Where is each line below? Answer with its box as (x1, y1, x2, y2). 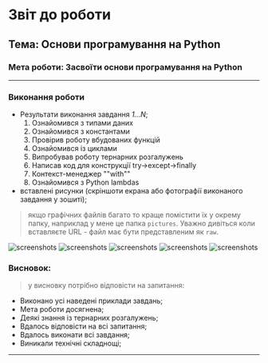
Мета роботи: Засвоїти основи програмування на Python (8, 62, 243, 73)
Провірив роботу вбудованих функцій (31, 135, 161, 145)
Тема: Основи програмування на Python (8, 38, 221, 51)
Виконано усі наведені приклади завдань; (19, 296, 164, 305)
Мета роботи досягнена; (19, 305, 104, 314)
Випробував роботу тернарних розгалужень (31, 152, 183, 162)
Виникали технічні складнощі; (19, 338, 122, 349)
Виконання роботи (8, 91, 85, 102)
